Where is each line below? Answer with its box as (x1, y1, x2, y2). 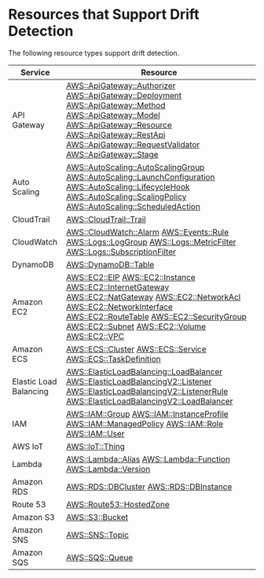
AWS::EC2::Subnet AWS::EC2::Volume (66, 321, 207, 332)
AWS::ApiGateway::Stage (66, 149, 159, 160)
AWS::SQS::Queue (66, 552, 134, 563)
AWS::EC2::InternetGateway (66, 282, 170, 293)
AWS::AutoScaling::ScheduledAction (66, 201, 200, 212)
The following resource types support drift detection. (8, 48, 180, 57)
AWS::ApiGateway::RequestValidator (66, 139, 200, 150)
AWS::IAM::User (66, 428, 125, 439)
